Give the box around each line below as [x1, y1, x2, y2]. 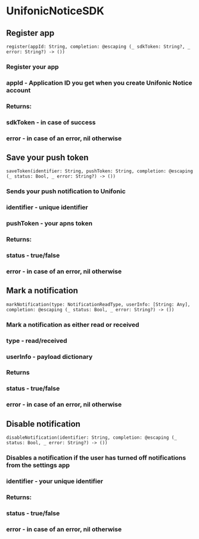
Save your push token [6, 153, 89, 162]
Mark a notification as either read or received [6, 320, 139, 329]
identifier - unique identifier [6, 203, 88, 212]
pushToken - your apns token [6, 219, 93, 228]
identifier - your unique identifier [6, 477, 103, 485]
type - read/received [6, 336, 67, 345]
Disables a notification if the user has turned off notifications [6, 454, 186, 462]
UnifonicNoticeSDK [6, 4, 104, 18]
